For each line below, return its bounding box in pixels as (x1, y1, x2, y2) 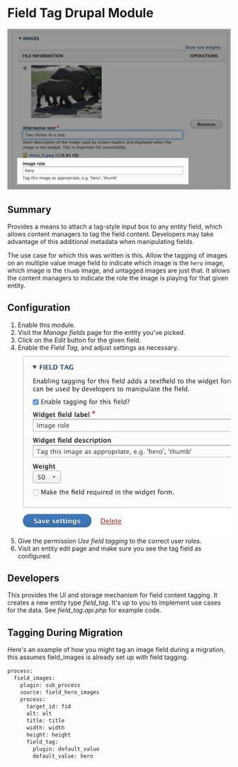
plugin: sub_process (20, 682, 81, 689)
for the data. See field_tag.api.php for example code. (7, 606, 161, 614)
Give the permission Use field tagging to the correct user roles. (17, 536, 202, 545)
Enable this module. (17, 321, 76, 329)
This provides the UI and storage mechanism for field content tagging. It (7, 591, 218, 600)
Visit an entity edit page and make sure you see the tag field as (17, 544, 202, 553)
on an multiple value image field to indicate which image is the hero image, (7, 259, 225, 267)
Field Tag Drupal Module (7, 5, 154, 21)
